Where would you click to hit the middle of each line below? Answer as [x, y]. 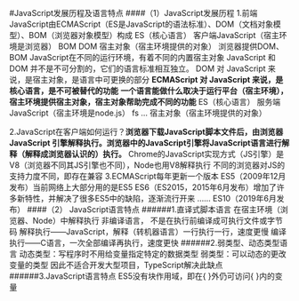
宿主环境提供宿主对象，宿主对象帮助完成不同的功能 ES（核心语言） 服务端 [145, 102]
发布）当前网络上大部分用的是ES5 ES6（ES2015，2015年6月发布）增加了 [143, 187]
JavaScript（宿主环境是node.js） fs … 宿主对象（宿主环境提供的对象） [138, 113]
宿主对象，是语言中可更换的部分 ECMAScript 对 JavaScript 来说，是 [158, 79]
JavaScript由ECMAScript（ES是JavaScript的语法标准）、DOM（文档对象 [141, 24]
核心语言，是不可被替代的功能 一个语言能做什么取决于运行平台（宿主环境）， [149, 91]
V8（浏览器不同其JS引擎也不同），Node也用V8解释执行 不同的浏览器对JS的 [147, 165]
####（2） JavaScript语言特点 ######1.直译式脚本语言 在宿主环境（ [153, 210]
